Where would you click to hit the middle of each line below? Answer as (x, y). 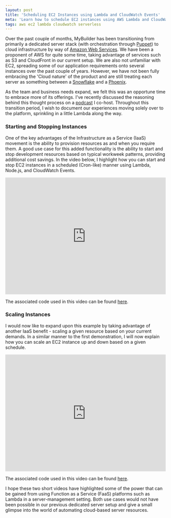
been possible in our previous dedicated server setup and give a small (79, 504)
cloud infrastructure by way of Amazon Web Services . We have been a (79, 49)
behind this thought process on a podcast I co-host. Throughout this (77, 103)
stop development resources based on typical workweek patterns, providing (85, 154)
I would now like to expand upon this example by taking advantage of (78, 325)
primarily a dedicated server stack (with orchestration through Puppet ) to (82, 44)
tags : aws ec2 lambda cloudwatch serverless (53, 24)
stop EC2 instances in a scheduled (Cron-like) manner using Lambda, (78, 165)
